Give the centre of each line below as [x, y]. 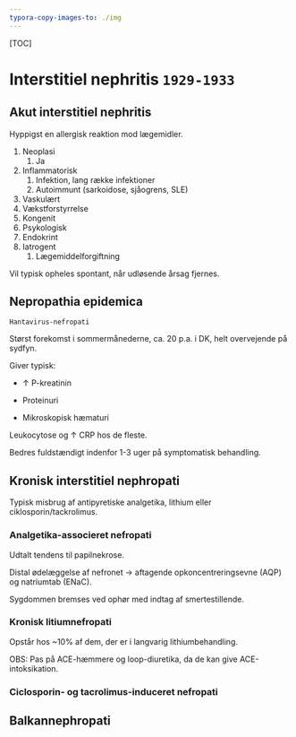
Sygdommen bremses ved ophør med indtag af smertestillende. [127, 599]
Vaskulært [41, 199]
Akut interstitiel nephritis [80, 113]
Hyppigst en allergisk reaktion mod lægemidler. [96, 134]
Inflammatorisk [50, 170]
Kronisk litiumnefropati [60, 622]
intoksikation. [34, 668]
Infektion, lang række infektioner [95, 179]
